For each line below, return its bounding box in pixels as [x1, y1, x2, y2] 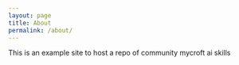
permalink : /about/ [8, 26, 73, 34]
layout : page [8, 11, 52, 20]
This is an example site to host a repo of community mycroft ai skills [8, 48, 231, 58]
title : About [8, 19, 52, 27]
